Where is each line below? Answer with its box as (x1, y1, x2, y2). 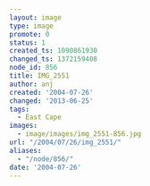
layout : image (9, 13, 62, 22)
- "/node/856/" (17, 154, 74, 164)
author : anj (9, 80, 54, 89)
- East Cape (17, 113, 62, 122)
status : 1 (9, 38, 46, 47)
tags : (9, 105, 29, 114)
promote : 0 (9, 30, 50, 38)
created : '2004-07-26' (9, 88, 94, 97)
